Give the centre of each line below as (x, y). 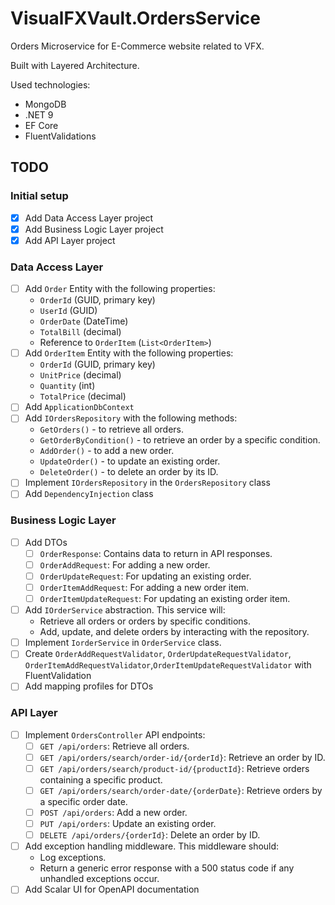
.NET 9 (39, 114)
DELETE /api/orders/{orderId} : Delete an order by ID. (150, 835)
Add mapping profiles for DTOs (89, 686)
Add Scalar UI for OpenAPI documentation (112, 889)
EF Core (41, 125)
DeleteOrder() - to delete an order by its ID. (129, 472)
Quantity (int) (67, 386)
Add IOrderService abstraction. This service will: (125, 610)
